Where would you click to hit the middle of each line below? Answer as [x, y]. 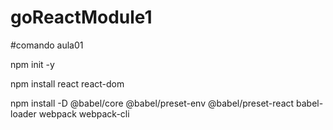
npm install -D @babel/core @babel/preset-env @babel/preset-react [152, 103]
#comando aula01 [47, 45]
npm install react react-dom [67, 83]
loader [23, 113]
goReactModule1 [81, 17]
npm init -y [32, 64]
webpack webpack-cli [84, 113]
